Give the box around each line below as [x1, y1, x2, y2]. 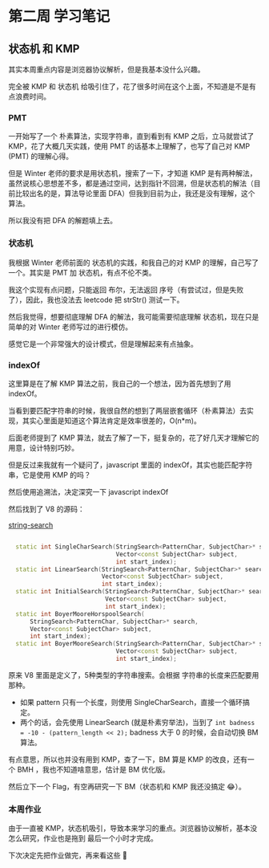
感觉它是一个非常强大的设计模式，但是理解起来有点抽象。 [8, 339, 198, 348]
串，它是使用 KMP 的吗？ [8, 470, 91, 479]
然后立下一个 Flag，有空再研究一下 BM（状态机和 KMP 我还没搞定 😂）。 [8, 781, 246, 791]
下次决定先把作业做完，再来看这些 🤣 [8, 850, 128, 860]
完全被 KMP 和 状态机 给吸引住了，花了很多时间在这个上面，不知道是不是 [8, 82, 250, 91]
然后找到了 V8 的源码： [8, 503, 86, 514]
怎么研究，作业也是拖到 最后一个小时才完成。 [8, 833, 158, 843]
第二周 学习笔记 [8, 7, 110, 26]
